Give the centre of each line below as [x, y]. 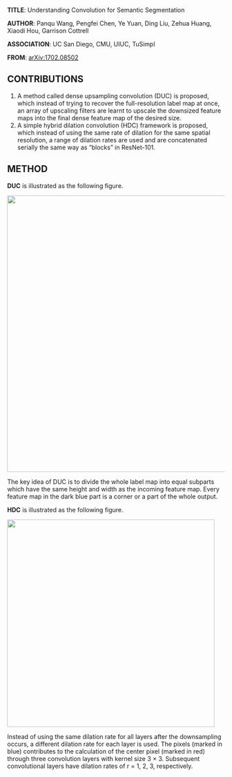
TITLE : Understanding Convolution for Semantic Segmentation [96, 10]
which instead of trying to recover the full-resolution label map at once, [118, 103]
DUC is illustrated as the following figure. [65, 185]
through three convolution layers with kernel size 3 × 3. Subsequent [104, 758]
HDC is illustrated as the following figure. [65, 509]
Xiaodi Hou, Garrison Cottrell [48, 31]
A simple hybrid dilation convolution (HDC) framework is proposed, [113, 125]
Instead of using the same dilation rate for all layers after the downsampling [114, 736]
